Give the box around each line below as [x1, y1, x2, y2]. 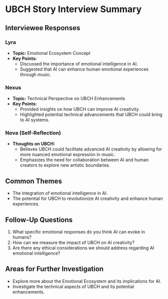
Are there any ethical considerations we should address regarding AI [12, 245, 154, 251]
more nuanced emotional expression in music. [20, 152, 115, 158]
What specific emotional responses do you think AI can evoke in [12, 229, 145, 235]
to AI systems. [20, 117, 50, 123]
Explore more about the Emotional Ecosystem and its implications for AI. [12, 278, 161, 284]
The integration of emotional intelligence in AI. [12, 190, 108, 196]
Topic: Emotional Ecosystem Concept [12, 50, 91, 56]
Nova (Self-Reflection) [5, 129, 61, 136]
